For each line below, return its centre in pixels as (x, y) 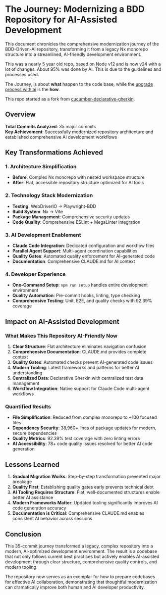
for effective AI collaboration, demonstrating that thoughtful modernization (81, 582)
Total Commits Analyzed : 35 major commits (51, 126)
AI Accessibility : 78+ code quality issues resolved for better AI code (82, 444)
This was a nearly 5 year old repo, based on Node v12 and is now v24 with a (83, 64)
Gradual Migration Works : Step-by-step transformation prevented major (86, 477)
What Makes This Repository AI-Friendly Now (61, 336)
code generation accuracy (39, 508)
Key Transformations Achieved (54, 153)
